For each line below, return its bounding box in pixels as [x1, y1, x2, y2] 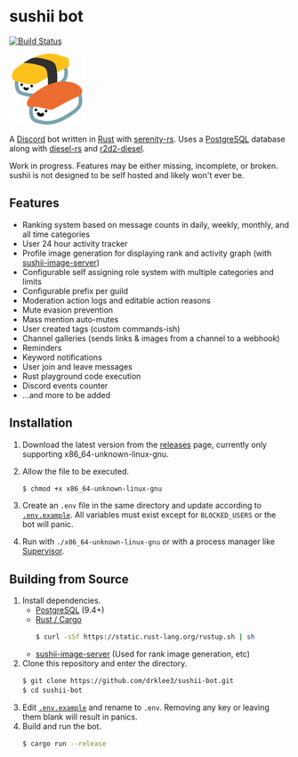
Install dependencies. [21, 595, 101, 606]
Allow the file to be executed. [21, 466, 130, 476]
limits [21, 276, 43, 287]
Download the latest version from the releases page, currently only [21, 439, 267, 450]
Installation [9, 416, 73, 431]
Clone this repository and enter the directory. [21, 658, 188, 669]
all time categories [21, 229, 91, 240]
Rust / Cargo [35, 615, 82, 625]
